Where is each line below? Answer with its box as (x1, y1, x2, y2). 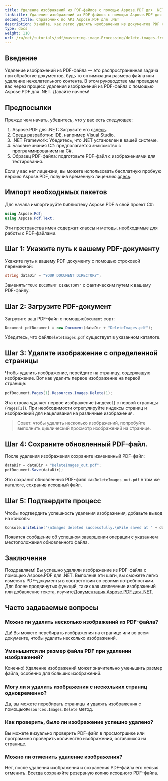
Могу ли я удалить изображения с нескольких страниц (5, 683, 148, 690)
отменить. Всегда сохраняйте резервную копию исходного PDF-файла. (5, 770, 159, 776)
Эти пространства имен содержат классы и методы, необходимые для (5, 225, 158, 231)
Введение (5, 54, 38, 63)
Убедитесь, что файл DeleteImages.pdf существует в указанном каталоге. (5, 334, 161, 340)
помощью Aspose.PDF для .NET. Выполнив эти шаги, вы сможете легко (5, 572, 158, 578)
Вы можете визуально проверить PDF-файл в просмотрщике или (5, 730, 145, 736)
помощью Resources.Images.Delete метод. (5, 706, 94, 712)
